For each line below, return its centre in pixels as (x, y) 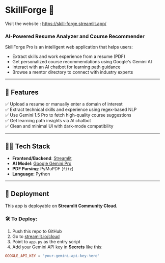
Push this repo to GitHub (37, 231)
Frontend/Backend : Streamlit (42, 158)
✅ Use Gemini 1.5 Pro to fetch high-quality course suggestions (68, 115)
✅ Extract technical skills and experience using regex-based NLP (71, 109)
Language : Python (31, 174)
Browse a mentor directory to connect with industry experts (73, 72)
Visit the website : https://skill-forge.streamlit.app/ (56, 24)
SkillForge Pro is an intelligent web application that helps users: (69, 47)
